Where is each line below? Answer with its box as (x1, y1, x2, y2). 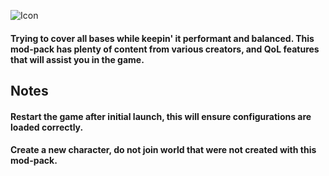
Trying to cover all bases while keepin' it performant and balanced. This (10, 32, 315, 44)
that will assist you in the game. (10, 53, 145, 65)
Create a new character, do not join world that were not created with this (10, 144, 317, 156)
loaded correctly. (10, 121, 84, 133)
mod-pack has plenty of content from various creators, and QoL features (10, 43, 320, 55)
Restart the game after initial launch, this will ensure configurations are (10, 110, 312, 122)
